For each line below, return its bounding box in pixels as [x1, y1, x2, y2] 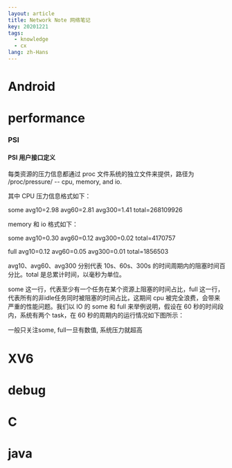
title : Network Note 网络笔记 [8, 17, 91, 24]
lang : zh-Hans [8, 49, 49, 56]
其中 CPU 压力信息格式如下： [8, 192, 91, 200]
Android [8, 79, 56, 94]
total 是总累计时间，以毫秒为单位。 [26, 270, 125, 279]
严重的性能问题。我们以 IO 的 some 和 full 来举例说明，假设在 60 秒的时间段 [8, 302, 224, 311]
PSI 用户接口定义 [8, 153, 56, 162]
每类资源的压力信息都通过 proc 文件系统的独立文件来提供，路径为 [8, 170, 195, 178]
